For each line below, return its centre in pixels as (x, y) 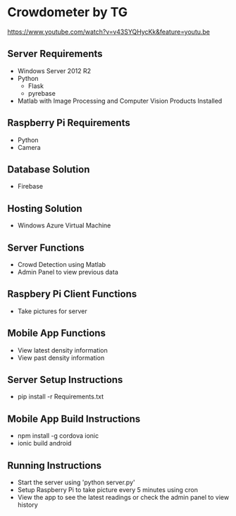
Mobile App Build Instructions (74, 419)
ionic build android (44, 443)
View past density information (61, 358)
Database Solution (49, 169)
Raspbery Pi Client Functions (72, 294)
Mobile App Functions (56, 333)
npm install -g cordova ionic (58, 436)
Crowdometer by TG (68, 12)
